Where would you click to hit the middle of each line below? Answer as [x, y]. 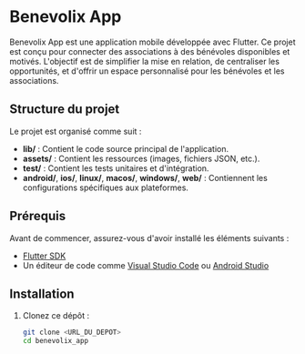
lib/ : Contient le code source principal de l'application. [126, 148]
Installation [42, 293]
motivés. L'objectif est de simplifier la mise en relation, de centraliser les [145, 61]
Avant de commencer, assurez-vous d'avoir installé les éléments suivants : [149, 238]
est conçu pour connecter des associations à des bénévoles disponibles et [150, 51]
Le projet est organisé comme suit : [76, 131]
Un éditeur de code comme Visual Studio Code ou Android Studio [146, 265]
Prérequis [38, 216]
